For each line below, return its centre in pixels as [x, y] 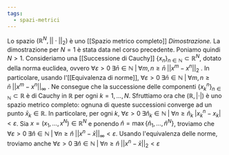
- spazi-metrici [37, 20]
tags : [15, 13]
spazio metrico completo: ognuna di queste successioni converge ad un [110, 105]
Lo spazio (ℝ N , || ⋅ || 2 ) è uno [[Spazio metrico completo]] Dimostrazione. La [114, 41]
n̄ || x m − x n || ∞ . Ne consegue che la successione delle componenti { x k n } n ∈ [114, 86]
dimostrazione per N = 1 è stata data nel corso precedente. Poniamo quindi [114, 50]
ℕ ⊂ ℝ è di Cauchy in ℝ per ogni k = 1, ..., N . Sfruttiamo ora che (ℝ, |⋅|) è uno [114, 97]
